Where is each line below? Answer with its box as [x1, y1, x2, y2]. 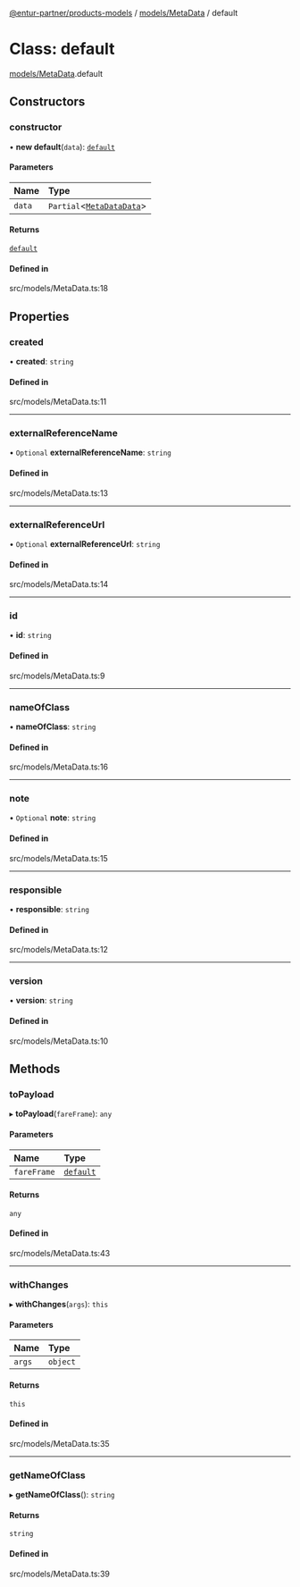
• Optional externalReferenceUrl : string [9, 538, 161, 549]
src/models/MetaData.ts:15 [9, 852, 109, 863]
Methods [9, 1062, 61, 1077]
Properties [9, 308, 70, 324]
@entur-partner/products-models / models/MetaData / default [9, 8, 238, 18]
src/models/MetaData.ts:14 [9, 579, 109, 590]
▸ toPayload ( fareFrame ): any [9, 1108, 112, 1120]
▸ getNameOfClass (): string [9, 1490, 115, 1500]
